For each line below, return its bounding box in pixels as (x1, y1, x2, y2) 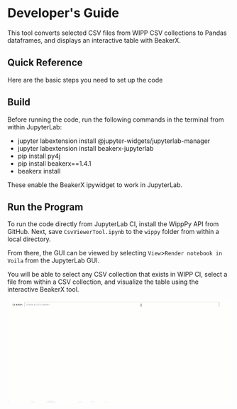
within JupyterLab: (7, 122, 62, 131)
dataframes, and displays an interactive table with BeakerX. (7, 36, 181, 44)
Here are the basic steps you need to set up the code (7, 75, 163, 84)
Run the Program (7, 201, 84, 213)
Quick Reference (7, 57, 83, 69)
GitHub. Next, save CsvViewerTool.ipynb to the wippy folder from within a (7, 228, 220, 236)
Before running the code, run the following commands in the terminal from (7, 115, 225, 124)
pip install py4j (17, 152, 61, 160)
